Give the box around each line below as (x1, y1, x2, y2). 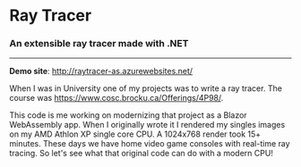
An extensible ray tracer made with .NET (9, 38, 189, 50)
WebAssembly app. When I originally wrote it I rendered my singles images (9, 120, 286, 130)
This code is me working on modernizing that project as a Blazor (9, 110, 248, 121)
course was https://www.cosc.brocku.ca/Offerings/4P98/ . (9, 93, 224, 104)
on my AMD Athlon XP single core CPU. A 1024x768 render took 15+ (9, 129, 262, 139)
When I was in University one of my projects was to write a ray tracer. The (9, 83, 282, 94)
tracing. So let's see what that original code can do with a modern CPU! (9, 148, 273, 159)
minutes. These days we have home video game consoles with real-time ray (9, 138, 290, 149)
